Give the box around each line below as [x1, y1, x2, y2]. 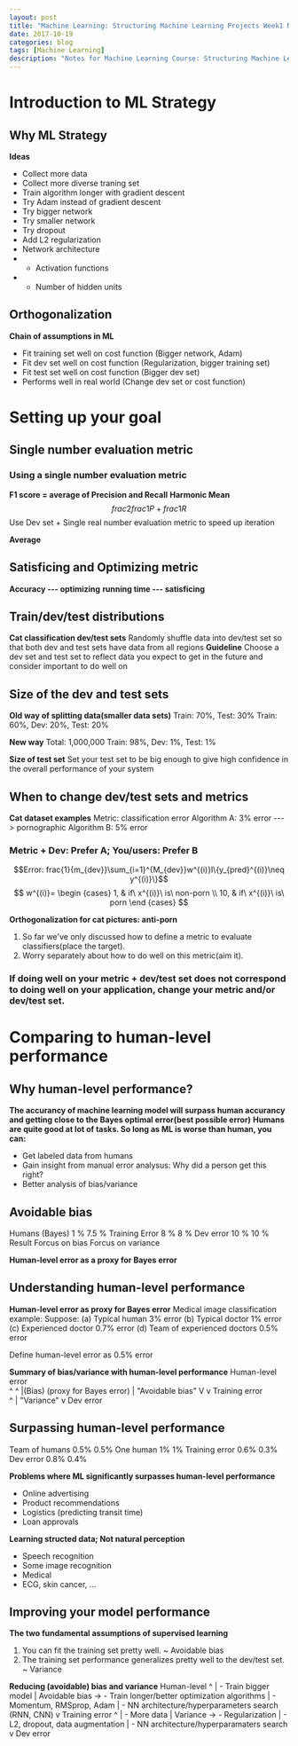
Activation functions [35, 263, 109, 273]
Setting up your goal [9, 407, 162, 427]
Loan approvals [21, 1516, 79, 1527]
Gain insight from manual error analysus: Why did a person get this [21, 1160, 267, 1171]
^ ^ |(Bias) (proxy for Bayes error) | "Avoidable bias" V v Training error [9, 1385, 263, 1396]
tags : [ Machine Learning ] [9, 46, 105, 55]
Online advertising [21, 1488, 90, 1498]
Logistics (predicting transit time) [21, 1506, 144, 1517]
